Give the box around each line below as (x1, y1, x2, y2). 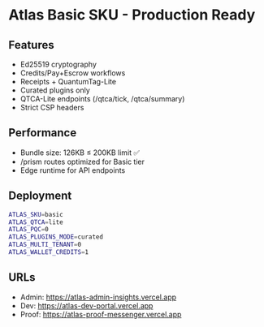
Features (8, 38, 54, 52)
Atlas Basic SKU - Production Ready (8, 6, 256, 24)
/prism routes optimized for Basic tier (19, 157, 145, 166)
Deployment (8, 189, 72, 203)
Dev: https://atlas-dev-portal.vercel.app (19, 300, 154, 310)
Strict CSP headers (19, 103, 84, 112)
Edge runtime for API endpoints (19, 165, 126, 175)
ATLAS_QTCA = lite (8, 217, 63, 226)
